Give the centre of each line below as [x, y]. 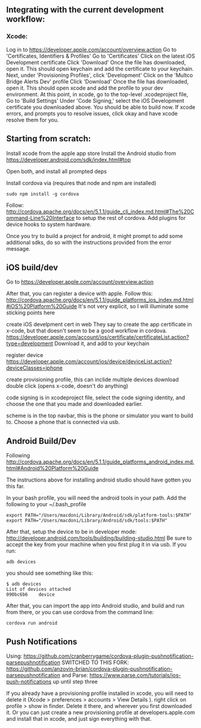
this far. [16, 486]
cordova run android [32, 623]
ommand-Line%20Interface [40, 218]
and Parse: [75, 675]
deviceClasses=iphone [34, 368]
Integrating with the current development [85, 10]
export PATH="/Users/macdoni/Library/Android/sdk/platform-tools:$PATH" [99, 515]
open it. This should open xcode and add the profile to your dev [85, 88]
